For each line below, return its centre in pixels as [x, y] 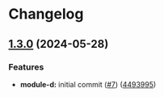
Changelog [46, 14]
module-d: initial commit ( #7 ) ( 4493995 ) [88, 84]
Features [26, 67]
